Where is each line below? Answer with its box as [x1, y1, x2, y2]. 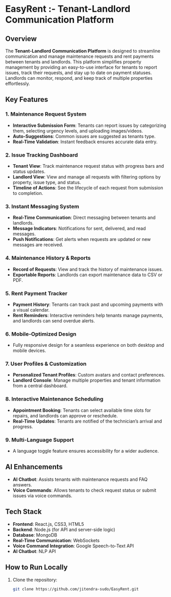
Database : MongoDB [12, 532, 58, 538]
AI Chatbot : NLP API [12, 548, 56, 554]
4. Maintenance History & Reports [5, 254, 91, 261]
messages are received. [12, 241, 64, 248]
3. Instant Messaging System [5, 203, 79, 210]
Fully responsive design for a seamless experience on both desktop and [12, 342, 164, 348]
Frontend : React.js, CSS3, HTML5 [12, 521, 84, 527]
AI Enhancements [5, 462, 63, 471]
